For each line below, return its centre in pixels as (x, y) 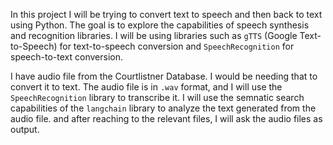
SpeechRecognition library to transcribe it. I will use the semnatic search (157, 97)
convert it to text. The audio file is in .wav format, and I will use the (146, 87)
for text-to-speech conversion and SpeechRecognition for (177, 46)
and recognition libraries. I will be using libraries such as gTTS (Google (154, 35)
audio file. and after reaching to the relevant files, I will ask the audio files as (166, 118)
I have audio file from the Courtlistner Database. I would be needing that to (164, 76)
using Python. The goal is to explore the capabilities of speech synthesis (160, 25)
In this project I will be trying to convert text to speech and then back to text (166, 14)
